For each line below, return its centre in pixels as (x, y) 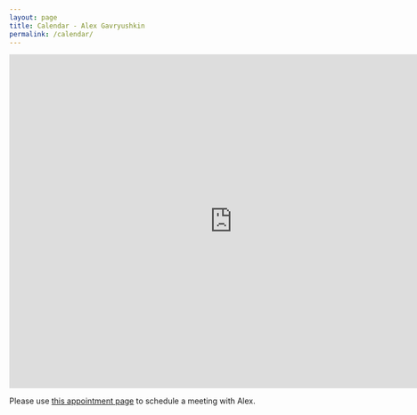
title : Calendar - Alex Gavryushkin (77, 26)
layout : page (33, 17)
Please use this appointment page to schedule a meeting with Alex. (132, 401)
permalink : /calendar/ (51, 34)
